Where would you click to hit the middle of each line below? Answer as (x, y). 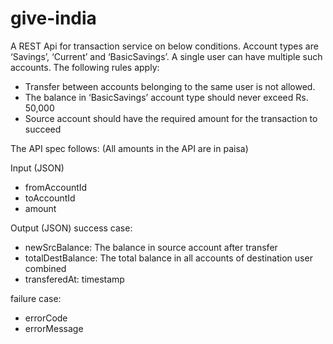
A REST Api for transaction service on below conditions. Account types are (164, 46)
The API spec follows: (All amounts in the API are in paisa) (129, 148)
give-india (53, 18)
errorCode (46, 318)
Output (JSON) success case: (71, 228)
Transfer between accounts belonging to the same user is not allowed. (170, 86)
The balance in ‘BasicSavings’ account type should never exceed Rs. (166, 97)
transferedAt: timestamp (74, 279)
